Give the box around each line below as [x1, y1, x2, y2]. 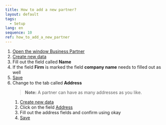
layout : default [5, 12, 39, 17]
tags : [5, 16, 16, 21]
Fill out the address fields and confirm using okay [19, 109, 121, 115]
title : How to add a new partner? [5, 7, 77, 12]
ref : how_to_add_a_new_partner [5, 35, 70, 40]
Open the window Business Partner [12, 48, 85, 54]
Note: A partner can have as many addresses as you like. [24, 89, 142, 95]
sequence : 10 [5, 30, 32, 35]
